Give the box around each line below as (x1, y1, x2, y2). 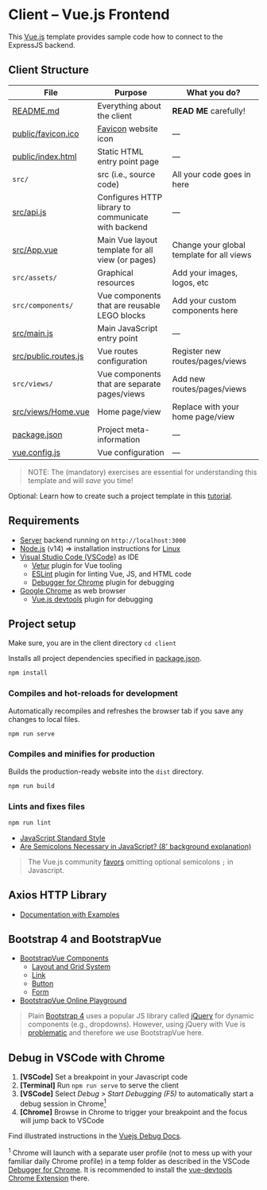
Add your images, (172, 267, 238, 278)
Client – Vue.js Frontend (8, 6, 170, 24)
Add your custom (172, 295, 237, 306)
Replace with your (172, 401, 240, 412)
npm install (8, 669, 48, 677)
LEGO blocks (97, 310, 145, 321)
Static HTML (97, 145, 145, 156)
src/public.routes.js (12, 350, 84, 361)
